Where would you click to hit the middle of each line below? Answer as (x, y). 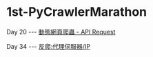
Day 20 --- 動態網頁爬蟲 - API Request (61, 32)
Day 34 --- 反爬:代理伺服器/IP (49, 46)
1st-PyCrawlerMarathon (77, 12)
